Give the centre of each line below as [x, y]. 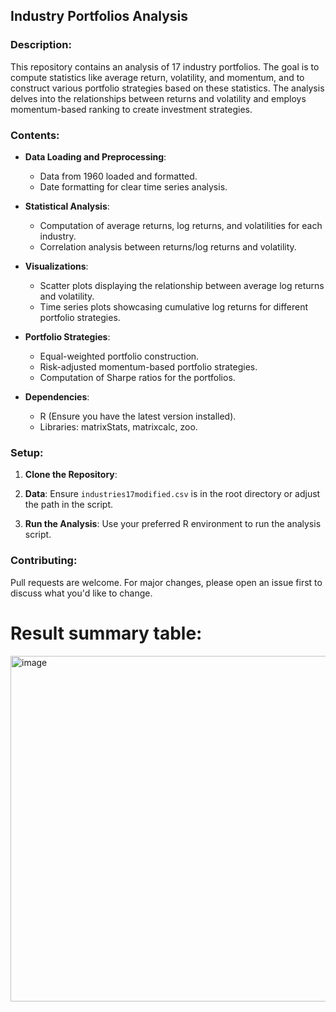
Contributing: [44, 561]
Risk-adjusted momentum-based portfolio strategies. [148, 366]
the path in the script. [69, 505]
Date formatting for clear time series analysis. [133, 186]
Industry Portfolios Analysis [99, 16]
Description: [41, 45]
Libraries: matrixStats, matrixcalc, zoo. [118, 426]
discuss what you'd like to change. [81, 593]
